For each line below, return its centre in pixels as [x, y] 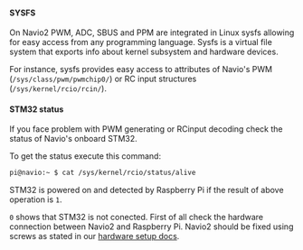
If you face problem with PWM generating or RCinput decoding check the [146, 129]
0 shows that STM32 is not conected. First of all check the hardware [137, 218]
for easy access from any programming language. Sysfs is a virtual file [141, 42]
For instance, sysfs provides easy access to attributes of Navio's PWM [141, 69]
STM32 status [37, 109]
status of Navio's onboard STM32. [73, 139]
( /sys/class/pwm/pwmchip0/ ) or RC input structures [103, 79]
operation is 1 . [36, 199]
